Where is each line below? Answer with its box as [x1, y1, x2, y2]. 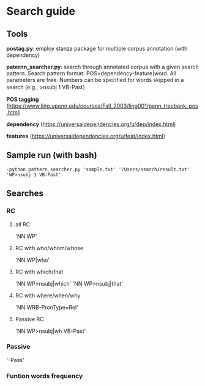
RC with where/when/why [15, 292, 81, 299]
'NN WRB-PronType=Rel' [15, 303, 78, 311]
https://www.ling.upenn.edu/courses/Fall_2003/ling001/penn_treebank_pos [8, 102, 199, 109]
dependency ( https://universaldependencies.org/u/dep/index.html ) [6, 121, 176, 128]
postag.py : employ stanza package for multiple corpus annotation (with [6, 45, 188, 52]
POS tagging [6, 96, 39, 103]
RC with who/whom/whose [15, 244, 84, 251]
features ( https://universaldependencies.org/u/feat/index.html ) [6, 133, 166, 139]
